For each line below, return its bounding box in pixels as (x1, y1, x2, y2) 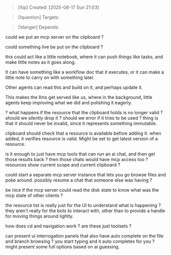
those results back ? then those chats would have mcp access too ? (5, 157, 148, 162)
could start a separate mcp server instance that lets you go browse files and (5, 172, 166, 177)
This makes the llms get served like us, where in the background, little (5, 94, 153, 100)
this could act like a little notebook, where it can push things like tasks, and (5, 54, 163, 60)
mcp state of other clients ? (5, 192, 63, 198)
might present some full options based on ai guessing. (5, 244, 120, 249)
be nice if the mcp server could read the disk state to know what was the (5, 187, 159, 193)
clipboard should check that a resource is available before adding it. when (5, 130, 161, 136)
